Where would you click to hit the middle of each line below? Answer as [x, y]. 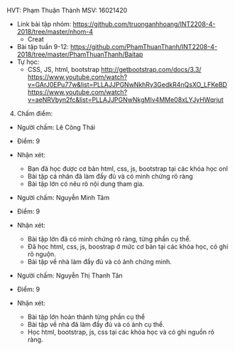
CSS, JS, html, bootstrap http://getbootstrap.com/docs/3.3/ [114, 69]
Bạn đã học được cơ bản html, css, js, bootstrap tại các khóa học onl [128, 169]
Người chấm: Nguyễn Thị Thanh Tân [70, 276]
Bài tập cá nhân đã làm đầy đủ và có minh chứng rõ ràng [110, 176]
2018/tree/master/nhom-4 [55, 32]
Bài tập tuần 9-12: [43, 47]
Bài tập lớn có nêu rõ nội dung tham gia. [86, 184]
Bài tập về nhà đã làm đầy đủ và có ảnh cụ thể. [96, 324]
